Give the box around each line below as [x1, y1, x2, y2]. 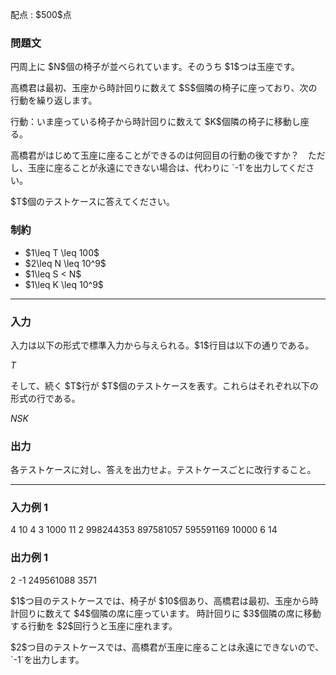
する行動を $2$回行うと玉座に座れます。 [10, 619, 178, 632]
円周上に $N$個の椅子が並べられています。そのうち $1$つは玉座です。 [10, 61, 300, 73]
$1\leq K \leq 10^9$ [24, 278, 104, 290]
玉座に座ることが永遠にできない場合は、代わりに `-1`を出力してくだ [27, 162, 307, 174]
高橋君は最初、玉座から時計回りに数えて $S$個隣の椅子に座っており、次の [10, 82, 318, 94]
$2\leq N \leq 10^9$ [24, 257, 107, 269]
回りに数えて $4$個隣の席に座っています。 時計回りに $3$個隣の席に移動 [18, 607, 322, 619]
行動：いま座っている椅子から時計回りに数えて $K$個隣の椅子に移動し [10, 116, 301, 128]
